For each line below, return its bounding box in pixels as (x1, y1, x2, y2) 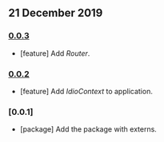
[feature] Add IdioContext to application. (19, 86, 154, 96)
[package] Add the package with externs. (19, 124, 158, 134)
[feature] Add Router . (19, 48, 90, 58)
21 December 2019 (8, 6, 103, 20)
